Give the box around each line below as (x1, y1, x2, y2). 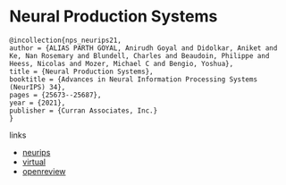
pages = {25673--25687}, (9, 90, 102, 99)
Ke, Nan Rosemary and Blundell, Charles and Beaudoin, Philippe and (9, 51, 270, 60)
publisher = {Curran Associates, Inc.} (9, 105, 158, 115)
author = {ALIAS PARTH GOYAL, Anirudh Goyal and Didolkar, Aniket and (9, 43, 278, 53)
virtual (21, 156, 46, 167)
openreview (21, 165, 66, 176)
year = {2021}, (9, 98, 66, 107)
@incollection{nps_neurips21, (9, 36, 122, 45)
